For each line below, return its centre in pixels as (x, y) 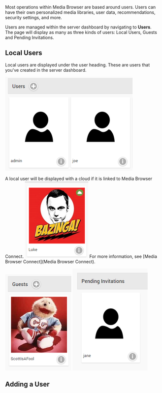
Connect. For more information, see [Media (81, 256)
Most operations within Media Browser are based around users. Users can (81, 7)
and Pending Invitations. (30, 37)
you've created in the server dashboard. (46, 70)
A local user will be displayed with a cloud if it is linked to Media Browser (79, 179)
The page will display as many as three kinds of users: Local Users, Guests (81, 32)
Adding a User (28, 384)
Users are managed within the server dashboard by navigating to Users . (78, 27)
